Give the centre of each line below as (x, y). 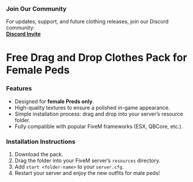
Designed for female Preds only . (54, 101)
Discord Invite (23, 34)
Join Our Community (36, 9)
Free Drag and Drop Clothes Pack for (97, 58)
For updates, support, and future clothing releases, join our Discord (87, 22)
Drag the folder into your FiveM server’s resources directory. (87, 161)
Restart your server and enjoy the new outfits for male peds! (87, 173)
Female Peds (38, 70)
